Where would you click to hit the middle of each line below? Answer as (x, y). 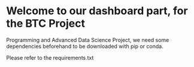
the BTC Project (46, 23)
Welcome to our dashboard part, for (97, 11)
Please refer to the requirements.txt (50, 58)
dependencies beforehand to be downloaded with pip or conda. (85, 46)
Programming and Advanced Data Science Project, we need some (88, 40)
